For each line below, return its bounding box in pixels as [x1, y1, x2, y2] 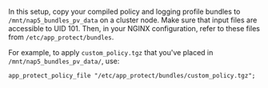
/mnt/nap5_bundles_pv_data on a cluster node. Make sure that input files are [8, 15, 258, 25]
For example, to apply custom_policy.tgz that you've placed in [8, 48, 214, 57]
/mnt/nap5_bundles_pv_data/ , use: [8, 56, 120, 66]
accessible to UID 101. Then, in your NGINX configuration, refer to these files [8, 24, 261, 33]
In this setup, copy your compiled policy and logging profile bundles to [8, 7, 241, 16]
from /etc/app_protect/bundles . [8, 32, 114, 42]
